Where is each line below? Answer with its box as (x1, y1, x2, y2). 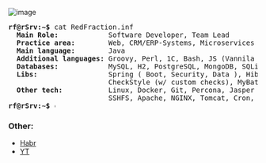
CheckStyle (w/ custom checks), (108, 78, 234, 87)
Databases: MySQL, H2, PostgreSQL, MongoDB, (16, 62, 238, 71)
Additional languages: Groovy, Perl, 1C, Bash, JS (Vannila (16, 54, 255, 63)
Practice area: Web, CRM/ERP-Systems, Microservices (16, 39, 255, 47)
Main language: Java (16, 46, 126, 55)
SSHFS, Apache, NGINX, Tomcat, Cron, (108, 94, 255, 102)
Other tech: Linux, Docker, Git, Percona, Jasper (16, 86, 255, 94)
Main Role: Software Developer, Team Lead (16, 31, 230, 39)
